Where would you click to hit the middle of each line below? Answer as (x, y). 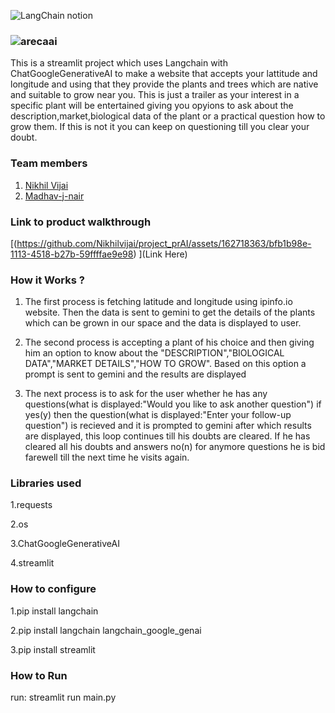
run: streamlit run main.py (63, 697)
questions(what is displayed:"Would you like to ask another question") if (173, 404)
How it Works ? (47, 280)
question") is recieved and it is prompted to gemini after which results (168, 426)
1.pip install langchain (54, 611)
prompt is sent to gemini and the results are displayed (135, 374)
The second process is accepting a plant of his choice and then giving (169, 342)
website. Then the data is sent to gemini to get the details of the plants (170, 312)
